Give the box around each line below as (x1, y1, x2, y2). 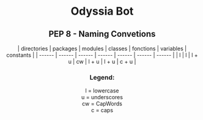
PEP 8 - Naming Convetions (48, 29, 156, 39)
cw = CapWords (81, 100, 123, 108)
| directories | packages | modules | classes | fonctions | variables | (17, 45, 187, 52)
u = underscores (81, 94, 124, 101)
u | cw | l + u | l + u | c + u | (68, 58, 136, 65)
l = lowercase (84, 87, 119, 94)
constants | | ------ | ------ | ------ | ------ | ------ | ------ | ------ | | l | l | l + (6, 51, 198, 59)
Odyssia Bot (70, 4, 134, 18)
